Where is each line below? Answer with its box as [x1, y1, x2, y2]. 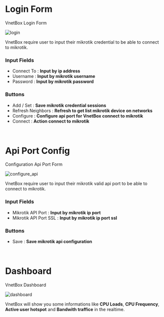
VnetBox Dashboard [5, 282, 46, 288]
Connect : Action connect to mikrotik [12, 118, 90, 124]
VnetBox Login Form [5, 20, 47, 26]
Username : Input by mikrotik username [12, 73, 96, 79]
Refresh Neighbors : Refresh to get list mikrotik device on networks [12, 108, 153, 114]
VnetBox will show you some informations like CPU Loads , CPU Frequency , [5, 301, 160, 307]
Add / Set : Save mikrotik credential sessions [12, 102, 107, 108]
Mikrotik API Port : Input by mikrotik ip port [12, 209, 101, 215]
